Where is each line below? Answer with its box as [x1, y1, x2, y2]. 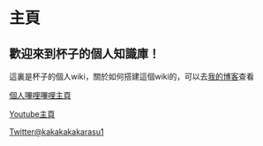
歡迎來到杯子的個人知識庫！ [9, 46, 161, 61]
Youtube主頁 [9, 109, 56, 119]
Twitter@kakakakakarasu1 [9, 127, 104, 137]
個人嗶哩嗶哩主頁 [9, 90, 71, 100]
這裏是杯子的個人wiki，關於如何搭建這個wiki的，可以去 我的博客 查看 [9, 72, 254, 81]
